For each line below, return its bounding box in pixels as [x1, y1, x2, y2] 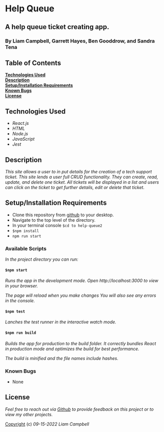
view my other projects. [5, 411, 53, 417]
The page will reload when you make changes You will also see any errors [5, 292, 157, 299]
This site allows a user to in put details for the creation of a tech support [5, 168, 152, 174]
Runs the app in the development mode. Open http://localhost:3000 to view [5, 277, 159, 284]
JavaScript [12, 136, 35, 142]
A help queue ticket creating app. [5, 23, 109, 31]
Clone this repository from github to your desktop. [12, 212, 114, 218]
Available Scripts [5, 245, 47, 252]
